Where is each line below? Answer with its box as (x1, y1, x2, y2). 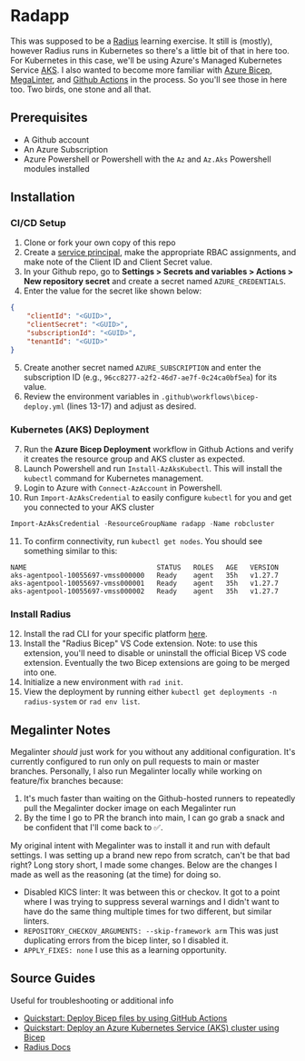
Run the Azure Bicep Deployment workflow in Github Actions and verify (23, 443, 294, 454)
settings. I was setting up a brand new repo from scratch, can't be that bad (10, 849, 290, 860)
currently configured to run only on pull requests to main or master (10, 756, 260, 767)
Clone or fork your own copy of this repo (23, 237, 176, 248)
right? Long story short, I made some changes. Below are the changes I (10, 859, 278, 870)
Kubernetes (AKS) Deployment (10, 423, 150, 436)
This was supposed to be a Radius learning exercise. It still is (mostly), (10, 35, 273, 46)
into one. (23, 667, 57, 678)
